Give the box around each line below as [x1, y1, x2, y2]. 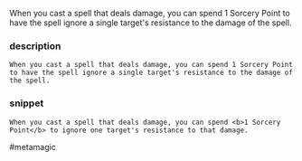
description [9, 40, 61, 52]
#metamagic [9, 141, 56, 152]
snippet [9, 97, 44, 109]
